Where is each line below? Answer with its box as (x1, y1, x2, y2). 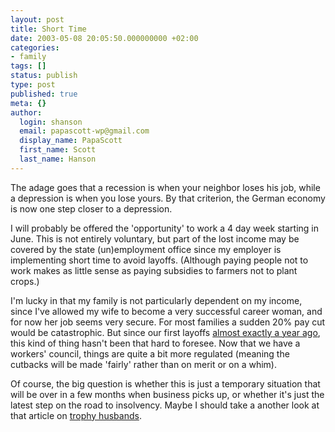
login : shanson (19, 117, 83, 127)
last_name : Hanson (19, 154, 97, 164)
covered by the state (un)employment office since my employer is (10, 243, 282, 255)
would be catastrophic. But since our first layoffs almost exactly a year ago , (10, 326, 321, 338)
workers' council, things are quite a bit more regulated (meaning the (10, 347, 290, 360)
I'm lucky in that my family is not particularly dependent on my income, (10, 294, 303, 306)
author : (10, 107, 43, 118)
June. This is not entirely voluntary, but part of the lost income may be (10, 232, 300, 245)
